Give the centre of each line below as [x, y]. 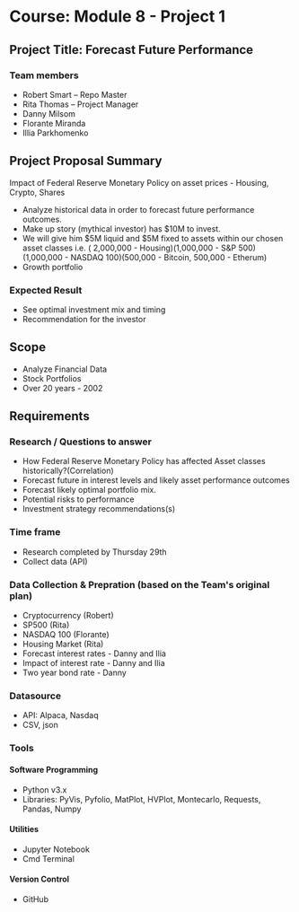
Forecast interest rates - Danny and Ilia [94, 653]
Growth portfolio [53, 267]
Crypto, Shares [37, 192]
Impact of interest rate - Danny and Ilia [93, 663]
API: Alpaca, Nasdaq [60, 715]
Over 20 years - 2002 [62, 388]
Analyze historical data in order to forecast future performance [138, 209]
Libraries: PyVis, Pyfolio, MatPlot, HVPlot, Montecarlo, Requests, [141, 799]
